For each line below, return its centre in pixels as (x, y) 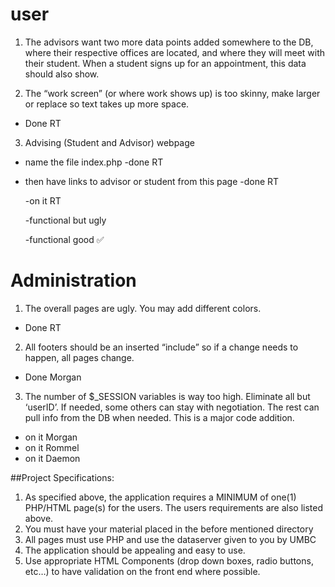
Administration (73, 280)
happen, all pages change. (79, 357)
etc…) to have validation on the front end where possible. (142, 571)
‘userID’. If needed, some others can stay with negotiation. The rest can (172, 407)
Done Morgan (53, 377)
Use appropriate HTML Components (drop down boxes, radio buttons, (169, 560)
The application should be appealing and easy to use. (135, 550)
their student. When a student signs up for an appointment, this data (165, 63)
